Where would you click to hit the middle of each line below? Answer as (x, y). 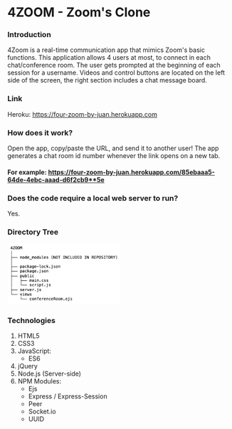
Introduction (29, 35)
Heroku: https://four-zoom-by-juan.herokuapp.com (83, 114)
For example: (27, 172)
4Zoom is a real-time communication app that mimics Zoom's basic (106, 50)
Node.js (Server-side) (49, 374)
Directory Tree (33, 232)
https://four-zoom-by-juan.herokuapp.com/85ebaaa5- (132, 172)
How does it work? (40, 132)
